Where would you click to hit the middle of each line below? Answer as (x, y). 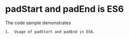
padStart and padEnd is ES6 (64, 9)
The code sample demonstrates (38, 23)
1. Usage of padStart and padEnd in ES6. (50, 32)
